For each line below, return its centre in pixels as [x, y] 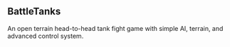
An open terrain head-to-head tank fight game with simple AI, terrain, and [115, 28]
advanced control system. [46, 36]
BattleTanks [34, 12]
